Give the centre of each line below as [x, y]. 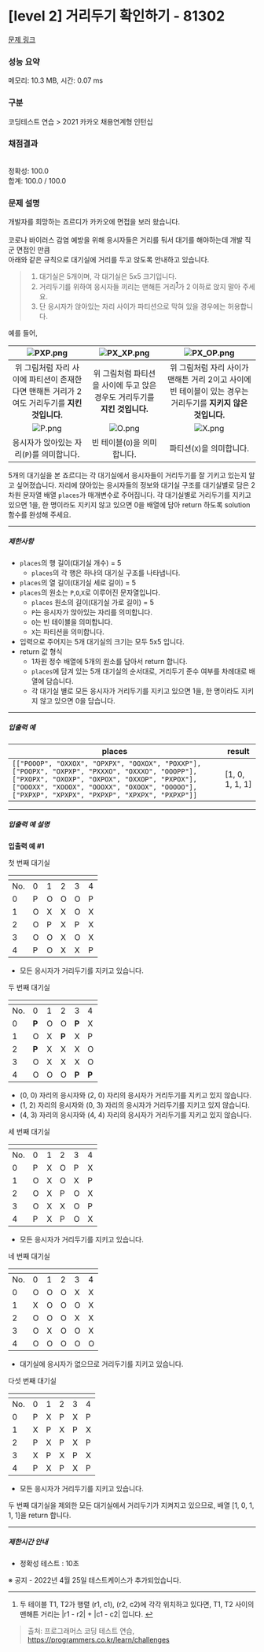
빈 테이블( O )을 [116, 442]
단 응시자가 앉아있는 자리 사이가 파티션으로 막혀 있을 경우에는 [132, 306]
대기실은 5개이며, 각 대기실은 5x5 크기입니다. [108, 277]
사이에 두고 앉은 [129, 385]
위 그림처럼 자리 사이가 [209, 367]
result [238, 751]
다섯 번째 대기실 [33, 1380]
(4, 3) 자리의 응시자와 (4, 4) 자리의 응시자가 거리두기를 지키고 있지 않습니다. [136, 1115]
